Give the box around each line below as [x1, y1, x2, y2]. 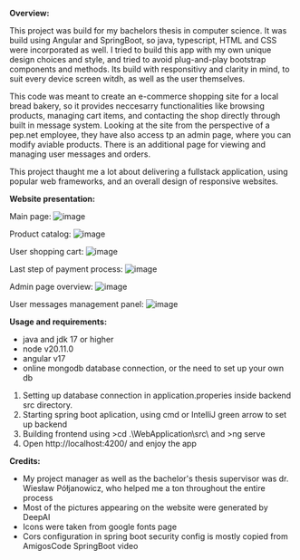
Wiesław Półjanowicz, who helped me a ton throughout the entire [22, 483, 266, 493]
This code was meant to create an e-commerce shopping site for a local [9, 91, 279, 101]
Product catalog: [9, 228, 72, 239]
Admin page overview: [9, 281, 93, 292]
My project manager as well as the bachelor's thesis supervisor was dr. [22, 473, 289, 484]
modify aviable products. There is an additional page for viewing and [9, 140, 266, 150]
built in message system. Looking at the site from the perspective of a [9, 120, 270, 130]
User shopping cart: [9, 246, 84, 256]
